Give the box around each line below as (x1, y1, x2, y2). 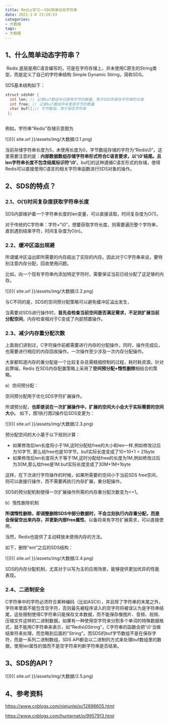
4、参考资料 (5, 689, 43, 698)
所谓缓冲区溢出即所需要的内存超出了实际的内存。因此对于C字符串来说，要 (5, 254, 158, 260)
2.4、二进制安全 (5, 586, 45, 593)
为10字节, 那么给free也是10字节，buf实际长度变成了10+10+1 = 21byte (12, 449, 155, 455)
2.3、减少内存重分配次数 (5, 329, 65, 337)
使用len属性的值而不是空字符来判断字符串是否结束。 (14, 643, 122, 649)
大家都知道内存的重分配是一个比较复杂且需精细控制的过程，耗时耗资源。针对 (5, 359, 164, 365)
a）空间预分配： (5, 382, 39, 388)
